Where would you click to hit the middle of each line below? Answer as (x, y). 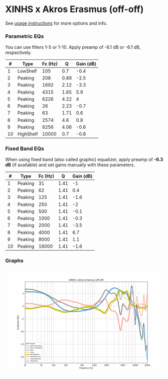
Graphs (14, 261)
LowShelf (27, 71)
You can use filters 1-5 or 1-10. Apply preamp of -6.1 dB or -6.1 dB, (73, 47)
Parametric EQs (25, 36)
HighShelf (28, 134)
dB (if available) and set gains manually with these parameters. (70, 165)
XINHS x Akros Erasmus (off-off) (74, 9)
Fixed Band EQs (25, 148)
